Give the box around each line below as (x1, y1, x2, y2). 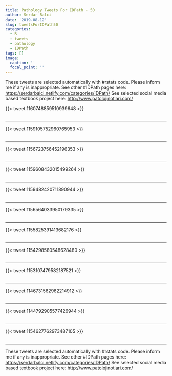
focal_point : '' (10, 65, 45, 70)
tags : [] (5, 50, 24, 56)
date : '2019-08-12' (5, 17, 47, 22)
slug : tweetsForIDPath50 (5, 22, 58, 27)
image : (5, 55, 19, 61)
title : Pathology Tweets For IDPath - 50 (5, 7, 95, 13)
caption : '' (10, 60, 36, 65)
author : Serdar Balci (5, 12, 52, 17)
